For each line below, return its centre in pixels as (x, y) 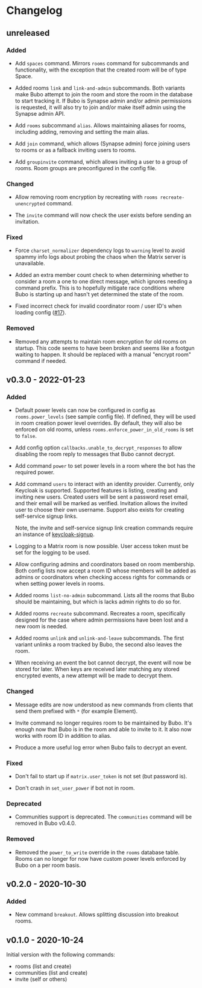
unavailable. (30, 264)
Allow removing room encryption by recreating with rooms (86, 197)
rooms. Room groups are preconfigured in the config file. (86, 168)
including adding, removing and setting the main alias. (82, 131)
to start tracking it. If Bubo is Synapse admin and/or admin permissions (103, 101)
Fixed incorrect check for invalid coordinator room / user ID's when (98, 306)
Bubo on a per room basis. (48, 865)
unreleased (28, 33)
